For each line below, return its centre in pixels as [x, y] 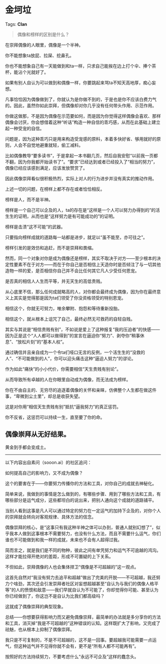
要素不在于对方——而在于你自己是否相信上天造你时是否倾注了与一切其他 [87, 264]
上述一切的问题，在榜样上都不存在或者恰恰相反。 [55, 189]
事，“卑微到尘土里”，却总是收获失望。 [44, 396]
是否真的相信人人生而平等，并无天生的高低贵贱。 [55, 281]
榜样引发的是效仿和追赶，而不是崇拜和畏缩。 [51, 247]
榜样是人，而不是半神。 [29, 199]
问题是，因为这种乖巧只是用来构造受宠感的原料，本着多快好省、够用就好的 [81, 139]
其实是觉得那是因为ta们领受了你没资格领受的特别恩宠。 [70, 298]
